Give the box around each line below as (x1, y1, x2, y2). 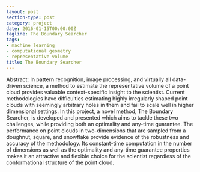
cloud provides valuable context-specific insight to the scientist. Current (6, 88, 185, 96)
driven (6, 82, 22, 89)
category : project (6, 20, 52, 26)
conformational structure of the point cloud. (6, 159, 115, 166)
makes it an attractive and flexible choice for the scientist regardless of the (6, 152, 191, 159)
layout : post (6, 8, 39, 15)
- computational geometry (6, 48, 71, 54)
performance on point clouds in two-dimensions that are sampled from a (6, 127, 186, 134)
